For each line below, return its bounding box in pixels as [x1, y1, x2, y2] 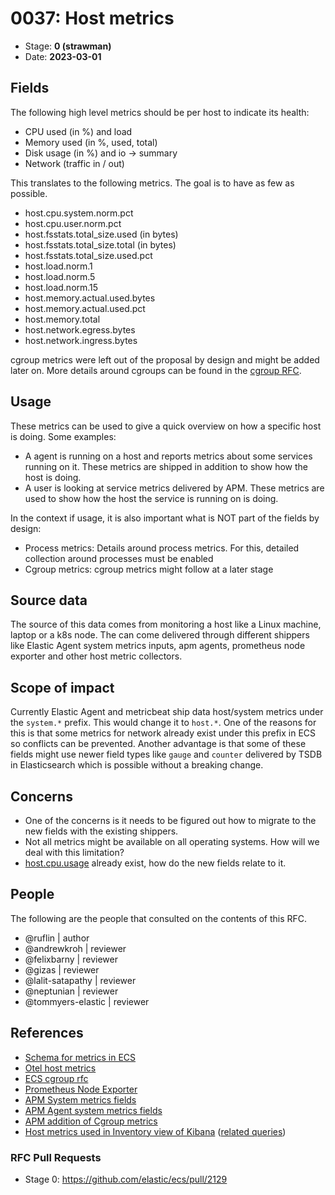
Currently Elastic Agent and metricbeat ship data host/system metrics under [10, 706, 324, 718]
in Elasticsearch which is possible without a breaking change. [10, 759, 264, 771]
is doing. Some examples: [10, 430, 117, 442]
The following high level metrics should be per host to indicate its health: [10, 106, 310, 118]
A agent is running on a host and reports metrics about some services [24, 450, 313, 462]
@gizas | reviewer [24, 963, 100, 976]
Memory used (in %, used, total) [24, 136, 158, 148]
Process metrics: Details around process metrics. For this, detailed [24, 542, 300, 554]
